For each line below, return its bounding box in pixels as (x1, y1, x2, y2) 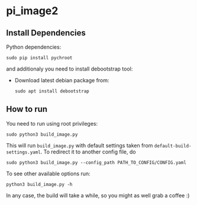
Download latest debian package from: (14, 77, 109, 84)
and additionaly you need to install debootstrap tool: (6, 65, 133, 72)
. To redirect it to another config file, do (40, 148, 136, 155)
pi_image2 (6, 4, 59, 18)
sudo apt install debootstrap (14, 88, 90, 94)
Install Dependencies (6, 28, 86, 38)
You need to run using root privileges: (6, 120, 98, 127)
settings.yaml (6, 149, 41, 155)
